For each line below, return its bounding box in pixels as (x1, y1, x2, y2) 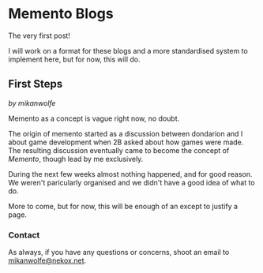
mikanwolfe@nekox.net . (8, 256, 87, 265)
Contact (8, 230, 40, 241)
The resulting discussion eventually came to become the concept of (8, 145, 230, 155)
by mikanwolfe (8, 98, 56, 107)
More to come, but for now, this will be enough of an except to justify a (8, 201, 239, 211)
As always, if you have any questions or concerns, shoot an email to (8, 248, 230, 257)
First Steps (8, 77, 63, 91)
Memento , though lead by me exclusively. (8, 154, 144, 163)
